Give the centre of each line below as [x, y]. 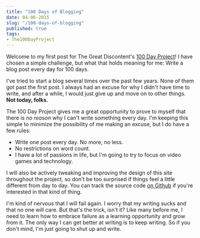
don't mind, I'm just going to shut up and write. [64, 229]
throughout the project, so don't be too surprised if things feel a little [91, 179]
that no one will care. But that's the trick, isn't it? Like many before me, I [94, 210]
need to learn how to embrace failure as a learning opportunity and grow [96, 216]
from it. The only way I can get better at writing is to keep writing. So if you [98, 222]
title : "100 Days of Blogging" [45, 12]
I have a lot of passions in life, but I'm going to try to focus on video [98, 155]
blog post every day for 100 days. [47, 69]
